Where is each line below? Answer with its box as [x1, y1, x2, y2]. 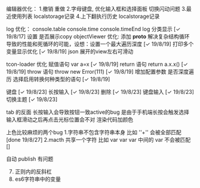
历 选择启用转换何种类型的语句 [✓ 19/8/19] [6, 75, 110, 83]
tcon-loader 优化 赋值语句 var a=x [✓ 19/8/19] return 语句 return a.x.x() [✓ [6, 60, 188, 68]
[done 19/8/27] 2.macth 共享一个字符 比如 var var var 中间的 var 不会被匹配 [6, 137, 191, 143]
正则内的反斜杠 [14, 168, 52, 175]
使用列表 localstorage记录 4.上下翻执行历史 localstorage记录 [11, 13, 160, 20]
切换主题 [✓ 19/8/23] [6, 96, 58, 103]
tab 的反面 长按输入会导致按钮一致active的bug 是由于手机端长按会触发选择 [6, 108, 189, 116]
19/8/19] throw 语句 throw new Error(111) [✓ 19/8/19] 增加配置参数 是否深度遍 [6, 68, 194, 75]
